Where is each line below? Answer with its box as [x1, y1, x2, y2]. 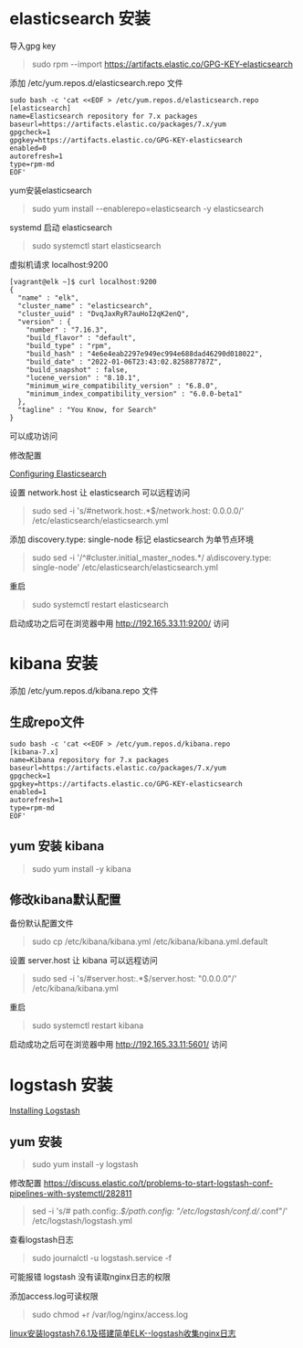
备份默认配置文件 [9, 918, 74, 929]
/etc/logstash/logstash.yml [31, 1215, 132, 1226]
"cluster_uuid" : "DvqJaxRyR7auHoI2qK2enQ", [17, 309, 190, 318]
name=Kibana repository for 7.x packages [9, 755, 170, 764]
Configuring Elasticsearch [9, 468, 107, 479]
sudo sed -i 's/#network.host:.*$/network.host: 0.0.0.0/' [31, 504, 245, 516]
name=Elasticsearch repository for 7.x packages [9, 111, 198, 121]
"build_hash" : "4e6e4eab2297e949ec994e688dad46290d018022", [26, 349, 263, 358]
